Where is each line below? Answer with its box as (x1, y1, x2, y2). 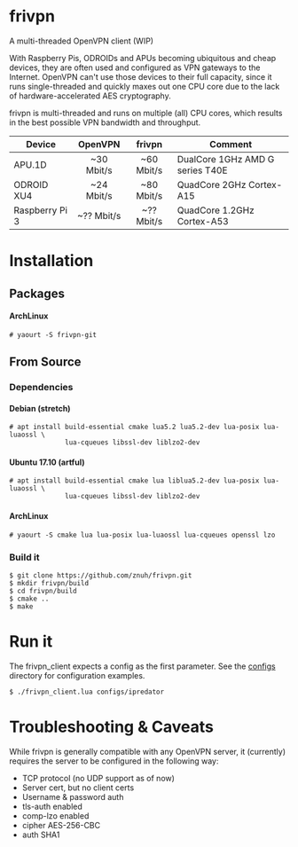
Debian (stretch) (9, 403, 71, 413)
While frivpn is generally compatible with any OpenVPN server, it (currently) (9, 746, 286, 757)
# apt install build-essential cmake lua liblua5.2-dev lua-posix (9, 476, 260, 485)
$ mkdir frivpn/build (9, 578, 90, 587)
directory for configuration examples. (9, 670, 145, 680)
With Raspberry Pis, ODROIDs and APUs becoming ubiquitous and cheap (9, 52, 277, 63)
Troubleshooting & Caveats (9, 717, 215, 737)
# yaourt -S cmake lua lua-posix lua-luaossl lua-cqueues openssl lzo (9, 530, 276, 539)
